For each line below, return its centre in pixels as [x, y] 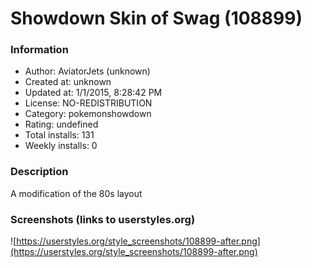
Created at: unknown [68, 82]
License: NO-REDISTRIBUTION [88, 103]
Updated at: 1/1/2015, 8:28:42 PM [93, 93]
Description [39, 172]
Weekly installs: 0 [61, 146]
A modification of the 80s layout [76, 193]
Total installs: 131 [59, 135]
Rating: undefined [61, 124]
